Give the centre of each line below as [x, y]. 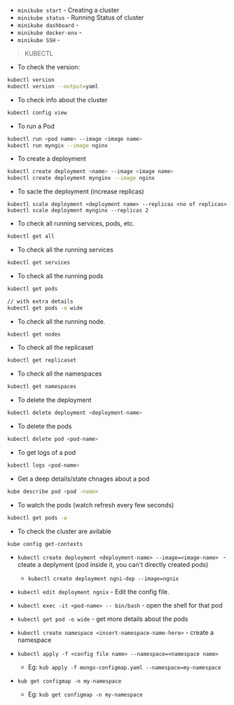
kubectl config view [37, 112]
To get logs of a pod [46, 452]
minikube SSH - [39, 40]
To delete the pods [44, 426]
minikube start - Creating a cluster [68, 10]
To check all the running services [65, 249]
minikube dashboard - [48, 25]
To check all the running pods [60, 275]
